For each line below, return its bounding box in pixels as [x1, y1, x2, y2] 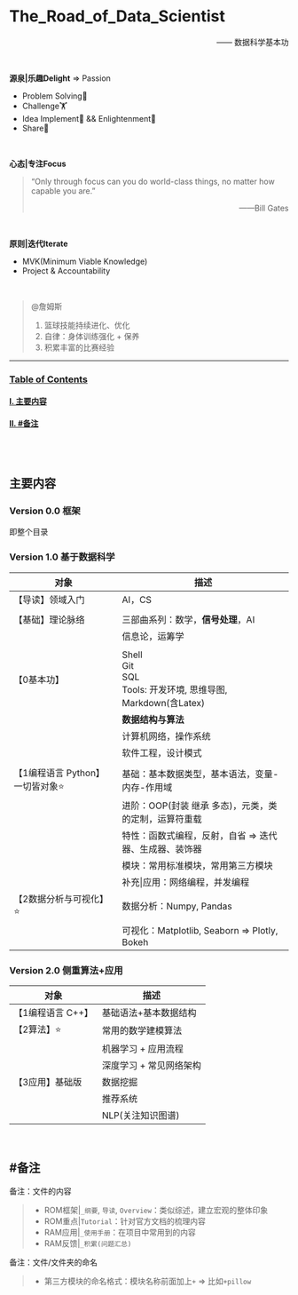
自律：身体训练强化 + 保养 [43, 330, 140, 341]
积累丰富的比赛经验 [43, 342, 115, 353]
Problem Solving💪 [21, 91, 88, 101]
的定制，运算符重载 [122, 813, 202, 825]
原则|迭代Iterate [9, 238, 68, 249]
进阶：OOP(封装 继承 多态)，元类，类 [122, 799, 278, 812]
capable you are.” [30, 185, 96, 196]
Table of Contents [9, 373, 89, 385]
